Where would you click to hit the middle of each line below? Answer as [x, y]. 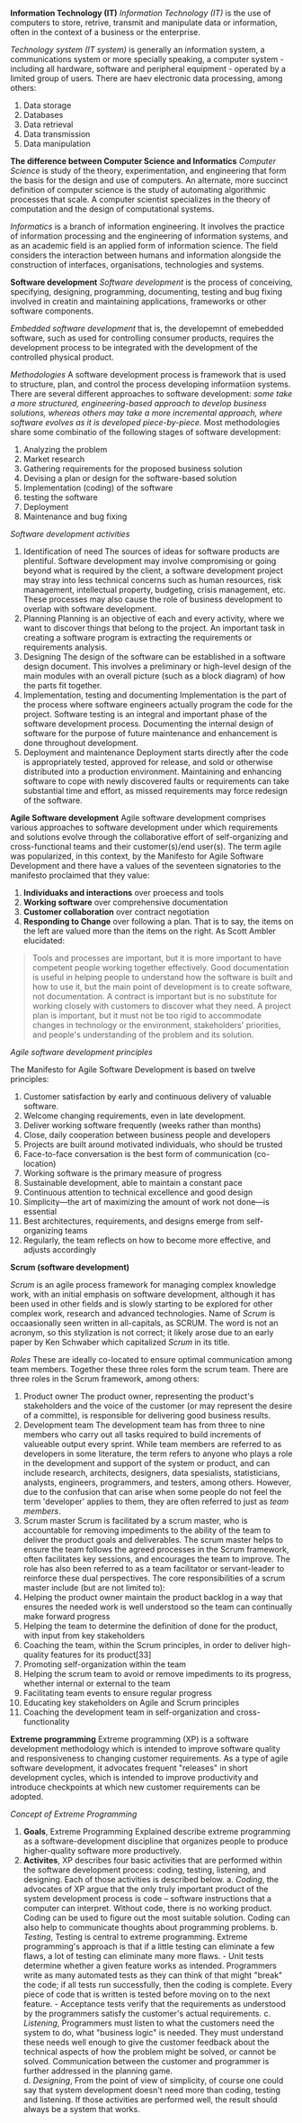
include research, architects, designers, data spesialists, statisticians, [151, 1473]
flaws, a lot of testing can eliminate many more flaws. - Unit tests [143, 1956]
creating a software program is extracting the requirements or [138, 638]
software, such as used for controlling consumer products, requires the [142, 338]
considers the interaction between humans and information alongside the [146, 255]
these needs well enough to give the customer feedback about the [146, 2042]
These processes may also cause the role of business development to [153, 599]
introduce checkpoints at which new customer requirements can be [135, 1787]
